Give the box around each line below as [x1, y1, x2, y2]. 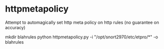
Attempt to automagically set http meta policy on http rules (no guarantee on [5, 19, 159, 25]
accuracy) [5, 24, 25, 30]
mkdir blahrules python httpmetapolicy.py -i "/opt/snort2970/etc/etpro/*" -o [5, 34, 158, 40]
